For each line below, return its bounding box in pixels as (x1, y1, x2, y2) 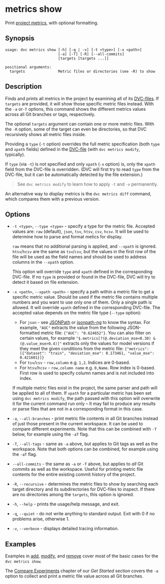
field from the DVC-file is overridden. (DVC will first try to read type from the (5, 166, 160, 172)
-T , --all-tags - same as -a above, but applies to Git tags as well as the (12, 441, 158, 447)
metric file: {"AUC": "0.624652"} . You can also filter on (41, 330, 151, 336)
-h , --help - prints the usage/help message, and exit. (12, 501, 120, 507)
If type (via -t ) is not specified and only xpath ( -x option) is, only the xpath (5, 161, 156, 167)
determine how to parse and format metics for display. (12, 234, 123, 240)
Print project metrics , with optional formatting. (5, 20, 99, 26)
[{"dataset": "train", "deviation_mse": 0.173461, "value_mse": (19, 351, 155, 356)
